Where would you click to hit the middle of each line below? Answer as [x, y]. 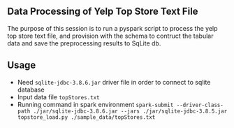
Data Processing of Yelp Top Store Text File [103, 12]
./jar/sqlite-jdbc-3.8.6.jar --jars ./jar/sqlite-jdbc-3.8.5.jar [130, 111]
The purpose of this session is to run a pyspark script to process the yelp [112, 28]
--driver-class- [200, 105]
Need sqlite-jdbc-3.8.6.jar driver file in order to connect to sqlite [114, 82]
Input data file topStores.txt [58, 97]
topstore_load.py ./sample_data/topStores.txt [86, 117]
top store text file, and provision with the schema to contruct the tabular [110, 36]
